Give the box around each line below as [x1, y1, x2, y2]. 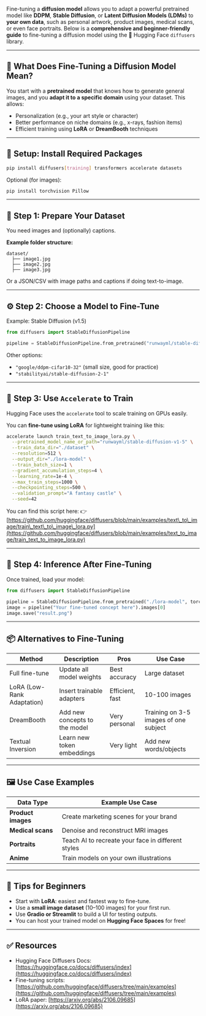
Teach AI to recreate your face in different [61, 836, 182, 844]
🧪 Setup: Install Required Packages [6, 148, 143, 159]
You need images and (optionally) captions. [6, 227, 116, 234]
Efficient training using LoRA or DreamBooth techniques [15, 125, 158, 133]
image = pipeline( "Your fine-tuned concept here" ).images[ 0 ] [6, 604, 166, 610]
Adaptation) [9, 698, 44, 707]
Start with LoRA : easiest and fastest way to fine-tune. [15, 897, 151, 904]
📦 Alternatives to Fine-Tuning [6, 633, 124, 644]
